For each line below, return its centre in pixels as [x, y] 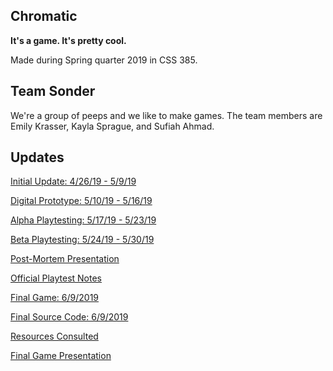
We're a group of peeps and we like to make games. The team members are [166, 115]
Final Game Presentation [61, 356]
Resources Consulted [54, 336]
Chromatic [44, 16]
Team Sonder [53, 91]
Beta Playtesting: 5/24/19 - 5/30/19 [82, 240]
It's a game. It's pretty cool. [68, 40]
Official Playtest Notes [56, 278]
